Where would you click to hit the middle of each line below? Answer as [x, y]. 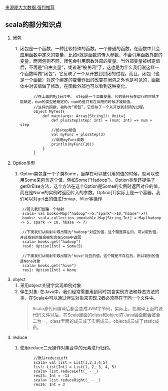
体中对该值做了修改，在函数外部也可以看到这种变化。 [75, 86]
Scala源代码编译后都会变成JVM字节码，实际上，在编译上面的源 [97, 308]
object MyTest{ [49, 111]
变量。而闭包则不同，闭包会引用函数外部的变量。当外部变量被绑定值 [90, 61]
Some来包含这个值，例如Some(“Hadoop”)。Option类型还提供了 [90, 180]
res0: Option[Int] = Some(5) [53, 246]
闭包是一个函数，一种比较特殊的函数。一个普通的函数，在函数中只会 [90, 48]
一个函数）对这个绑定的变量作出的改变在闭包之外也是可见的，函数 [92, 80]
